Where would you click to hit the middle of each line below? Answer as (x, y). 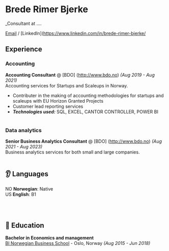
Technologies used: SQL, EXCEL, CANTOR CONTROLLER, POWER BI (86, 112)
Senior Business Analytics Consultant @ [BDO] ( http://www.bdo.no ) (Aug (83, 141)
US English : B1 (21, 194)
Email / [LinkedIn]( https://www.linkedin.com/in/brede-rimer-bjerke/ (76, 33)
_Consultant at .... (23, 23)
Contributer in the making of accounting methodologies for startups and (88, 96)
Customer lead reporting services (48, 106)
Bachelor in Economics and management (50, 238)
